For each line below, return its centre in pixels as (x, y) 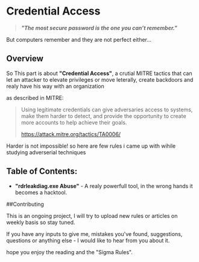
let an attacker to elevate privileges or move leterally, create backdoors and (100, 79)
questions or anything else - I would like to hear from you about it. (88, 240)
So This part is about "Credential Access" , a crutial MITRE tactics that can (99, 73)
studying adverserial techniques (46, 152)
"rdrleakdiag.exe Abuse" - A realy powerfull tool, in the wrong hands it (104, 186)
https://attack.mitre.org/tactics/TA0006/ (71, 134)
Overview (25, 59)
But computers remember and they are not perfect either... (79, 39)
